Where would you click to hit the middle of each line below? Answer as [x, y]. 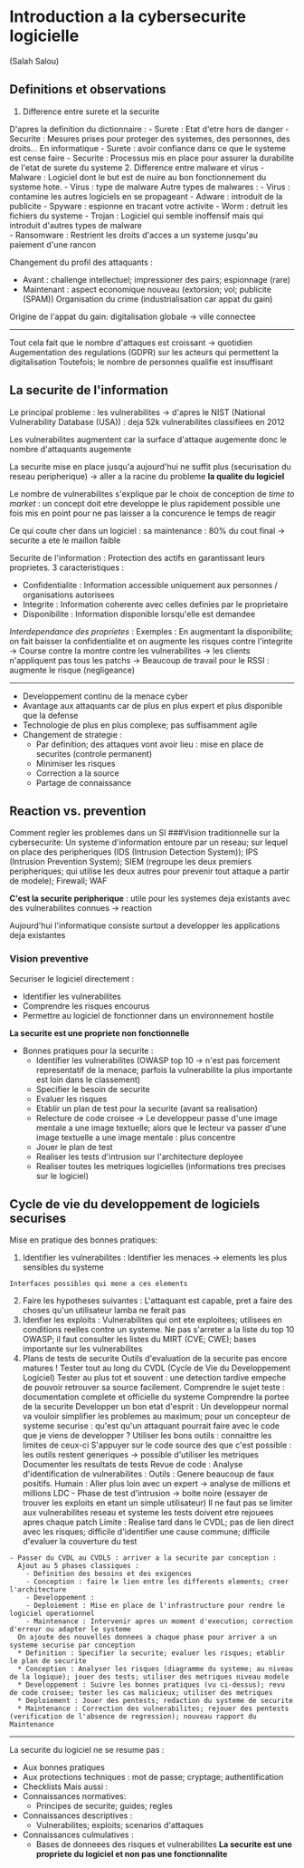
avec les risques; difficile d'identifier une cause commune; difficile [146, 1532]
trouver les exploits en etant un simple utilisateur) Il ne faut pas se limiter [157, 1503]
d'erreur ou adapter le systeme [70, 1630]
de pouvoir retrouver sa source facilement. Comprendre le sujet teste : [153, 1388]
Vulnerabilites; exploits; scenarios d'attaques [119, 1825]
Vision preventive [49, 959]
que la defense [50, 715]
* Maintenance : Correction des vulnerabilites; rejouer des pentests [153, 1709]
